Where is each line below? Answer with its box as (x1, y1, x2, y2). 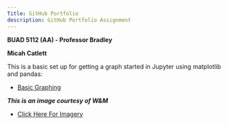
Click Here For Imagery (17, 110, 84, 118)
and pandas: (7, 70, 43, 78)
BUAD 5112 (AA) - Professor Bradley (7, 35, 113, 44)
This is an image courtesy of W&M (7, 96, 108, 104)
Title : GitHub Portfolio (7, 10, 79, 17)
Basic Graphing (17, 83, 61, 91)
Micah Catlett (7, 49, 47, 57)
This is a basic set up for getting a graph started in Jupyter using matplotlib (7, 62, 221, 70)
